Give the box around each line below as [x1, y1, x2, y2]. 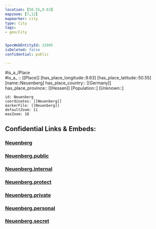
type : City [5, 20, 27, 26]
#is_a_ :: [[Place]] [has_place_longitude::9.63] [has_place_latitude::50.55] [5, 75, 152, 80]
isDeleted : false [5, 47, 40, 52]
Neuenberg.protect [5, 178, 52, 185]
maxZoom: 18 [5, 112, 29, 116]
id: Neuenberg [5, 95, 34, 99]
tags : [5, 25, 16, 30]
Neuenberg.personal [5, 205, 55, 211]
